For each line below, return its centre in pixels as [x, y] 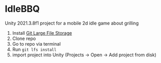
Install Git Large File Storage [42, 33]
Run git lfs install [34, 49]
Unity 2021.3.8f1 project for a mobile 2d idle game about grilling [72, 23]
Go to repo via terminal [36, 44]
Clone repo [24, 38]
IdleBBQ [22, 9]
